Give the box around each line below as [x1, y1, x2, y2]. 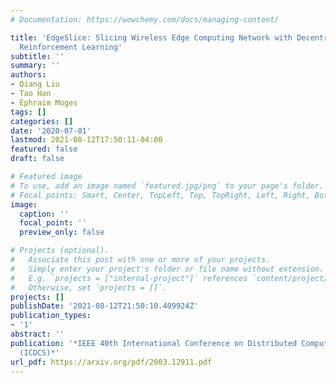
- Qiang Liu [10, 79, 60, 90]
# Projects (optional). [10, 246, 110, 256]
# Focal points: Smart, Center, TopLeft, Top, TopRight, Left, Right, [10, 190, 311, 200]
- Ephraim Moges [10, 97, 78, 108]
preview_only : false [19, 227, 105, 238]
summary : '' [10, 61, 60, 71]
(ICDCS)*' [19, 347, 60, 358]
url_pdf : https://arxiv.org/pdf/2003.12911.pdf [10, 357, 213, 367]
